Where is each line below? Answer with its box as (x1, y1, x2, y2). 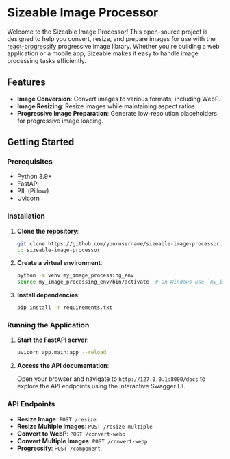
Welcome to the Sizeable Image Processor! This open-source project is (7, 27, 208, 36)
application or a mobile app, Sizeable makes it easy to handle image (7, 49, 199, 58)
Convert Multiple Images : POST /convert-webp (16, 436, 148, 445)
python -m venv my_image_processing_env (16, 272, 134, 279)
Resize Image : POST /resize (16, 414, 97, 423)
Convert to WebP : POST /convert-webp (16, 430, 125, 438)
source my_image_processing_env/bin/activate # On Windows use (16, 279, 205, 286)
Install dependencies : (16, 291, 80, 299)
